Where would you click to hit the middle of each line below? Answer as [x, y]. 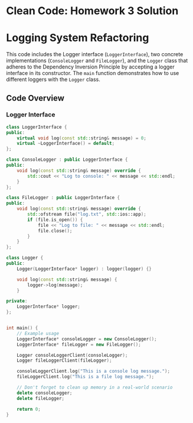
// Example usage [38, 333]
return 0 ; [29, 409]
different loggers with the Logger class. [53, 79]
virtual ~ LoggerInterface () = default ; [66, 144]
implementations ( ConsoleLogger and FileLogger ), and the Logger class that [97, 61]
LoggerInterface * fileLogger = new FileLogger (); [79, 344]
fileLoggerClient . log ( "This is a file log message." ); [86, 377]
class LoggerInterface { [37, 127]
